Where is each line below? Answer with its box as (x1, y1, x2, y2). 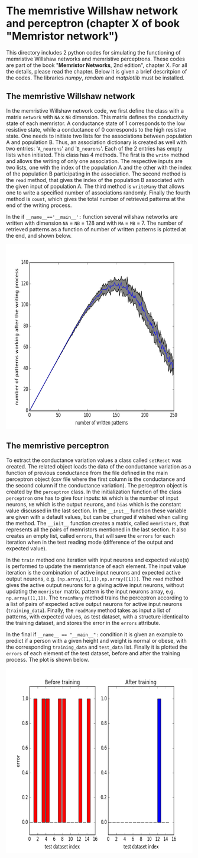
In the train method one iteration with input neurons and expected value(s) (6, 556, 189, 563)
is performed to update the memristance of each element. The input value (6, 562, 186, 570)
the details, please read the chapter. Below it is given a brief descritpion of (6, 68, 187, 75)
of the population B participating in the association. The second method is (6, 170, 186, 177)
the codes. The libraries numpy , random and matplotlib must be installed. (6, 74, 185, 81)
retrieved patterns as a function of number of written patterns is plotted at (6, 225, 186, 232)
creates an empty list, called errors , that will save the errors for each (6, 532, 176, 539)
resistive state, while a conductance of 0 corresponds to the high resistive (6, 126, 187, 133)
